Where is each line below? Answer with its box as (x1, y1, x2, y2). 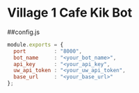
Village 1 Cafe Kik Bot (7, 5, 133, 21)
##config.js (7, 28, 40, 36)
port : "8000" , (13, 47, 82, 55)
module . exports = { (7, 41, 64, 48)
